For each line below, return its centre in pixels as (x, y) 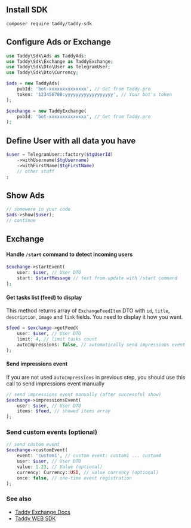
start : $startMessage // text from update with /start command (97, 278)
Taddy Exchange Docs (42, 512)
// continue (21, 221)
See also (19, 499)
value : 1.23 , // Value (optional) (60, 467)
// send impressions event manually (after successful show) (84, 394)
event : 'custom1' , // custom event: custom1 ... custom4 (89, 456)
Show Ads (25, 195)
